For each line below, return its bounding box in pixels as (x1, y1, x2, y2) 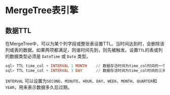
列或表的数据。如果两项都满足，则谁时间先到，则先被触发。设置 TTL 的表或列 (5, 47, 163, 53)
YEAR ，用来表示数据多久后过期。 (5, 84, 72, 90)
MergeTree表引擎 (5, 5, 78, 16)
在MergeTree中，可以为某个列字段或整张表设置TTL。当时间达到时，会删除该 (5, 41, 165, 46)
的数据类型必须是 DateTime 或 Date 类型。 (5, 54, 91, 59)
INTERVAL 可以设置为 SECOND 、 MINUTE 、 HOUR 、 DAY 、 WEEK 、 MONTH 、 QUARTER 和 (5, 78, 157, 84)
